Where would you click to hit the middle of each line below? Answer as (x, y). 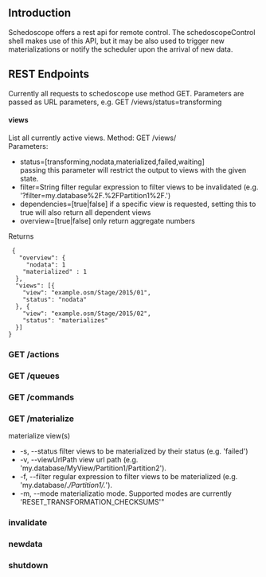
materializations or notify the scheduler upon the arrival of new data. (121, 49)
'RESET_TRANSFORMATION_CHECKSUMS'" (92, 501)
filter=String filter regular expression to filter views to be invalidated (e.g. (139, 187)
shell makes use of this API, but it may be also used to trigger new (117, 41)
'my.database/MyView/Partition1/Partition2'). (93, 468)
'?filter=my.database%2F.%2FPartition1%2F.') (95, 195)
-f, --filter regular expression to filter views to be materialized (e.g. (129, 476)
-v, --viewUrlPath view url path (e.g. (79, 459)
